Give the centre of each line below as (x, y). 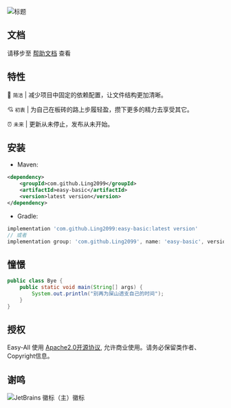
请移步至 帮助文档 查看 (39, 53)
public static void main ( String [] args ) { (81, 288)
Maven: (28, 164)
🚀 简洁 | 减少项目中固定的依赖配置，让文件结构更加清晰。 (87, 95)
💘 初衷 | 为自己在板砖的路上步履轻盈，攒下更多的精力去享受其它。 (100, 109)
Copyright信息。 (30, 356)
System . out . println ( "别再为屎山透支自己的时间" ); (98, 294)
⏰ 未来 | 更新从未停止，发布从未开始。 (60, 124)
